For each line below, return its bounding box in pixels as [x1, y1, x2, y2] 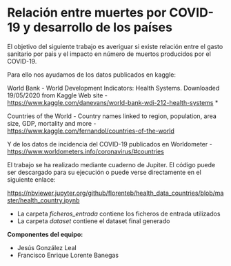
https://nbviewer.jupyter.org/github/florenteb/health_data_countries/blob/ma [7, 189, 224, 197]
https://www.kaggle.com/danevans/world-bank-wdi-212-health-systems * [7, 98, 219, 106]
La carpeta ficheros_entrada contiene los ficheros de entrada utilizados [17, 209, 221, 218]
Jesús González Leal [17, 243, 77, 251]
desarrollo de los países [33, 19, 172, 35]
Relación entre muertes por [7, 5, 167, 21]
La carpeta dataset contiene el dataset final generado [17, 216, 170, 225]
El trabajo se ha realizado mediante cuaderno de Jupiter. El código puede [7, 160, 216, 169]
